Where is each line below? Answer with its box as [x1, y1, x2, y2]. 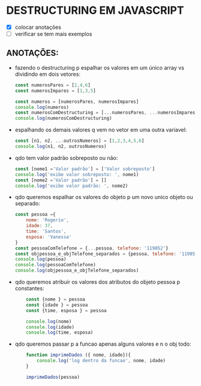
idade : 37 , [26, 223, 53, 229]
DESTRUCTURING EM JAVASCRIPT [6, 4, 184, 17]
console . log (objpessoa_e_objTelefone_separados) [14, 268, 139, 274]
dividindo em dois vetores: [14, 70, 81, 78]
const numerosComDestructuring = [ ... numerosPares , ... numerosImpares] [14, 109, 198, 116]
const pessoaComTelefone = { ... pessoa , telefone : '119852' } [14, 245, 169, 251]
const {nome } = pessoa [26, 296, 85, 302]
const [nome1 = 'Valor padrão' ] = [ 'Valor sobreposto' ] [14, 166, 155, 172]
